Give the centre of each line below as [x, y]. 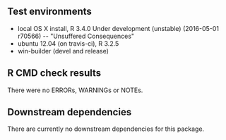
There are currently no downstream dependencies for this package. [106, 129]
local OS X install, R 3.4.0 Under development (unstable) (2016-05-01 [118, 28]
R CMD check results [54, 73]
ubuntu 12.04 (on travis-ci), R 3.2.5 [68, 43]
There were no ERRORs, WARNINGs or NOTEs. [75, 90]
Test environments [49, 12]
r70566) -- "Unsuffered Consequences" [76, 36]
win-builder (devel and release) [63, 51]
